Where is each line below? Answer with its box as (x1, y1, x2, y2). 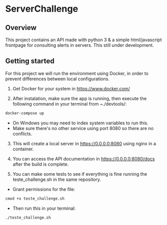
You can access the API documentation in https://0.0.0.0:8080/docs (12, 155, 155, 162)
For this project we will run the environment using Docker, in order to (5, 70, 149, 76)
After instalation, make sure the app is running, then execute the (12, 95, 147, 102)
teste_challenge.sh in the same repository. (12, 176, 102, 182)
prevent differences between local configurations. (5, 76, 110, 82)
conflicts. (12, 131, 32, 137)
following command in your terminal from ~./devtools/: (12, 101, 127, 107)
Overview (5, 23, 37, 32)
